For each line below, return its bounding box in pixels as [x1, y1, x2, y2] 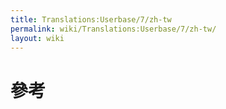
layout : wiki [10, 33, 65, 43]
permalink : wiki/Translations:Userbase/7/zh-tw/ [10, 24, 217, 34]
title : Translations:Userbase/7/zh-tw [10, 14, 172, 25]
